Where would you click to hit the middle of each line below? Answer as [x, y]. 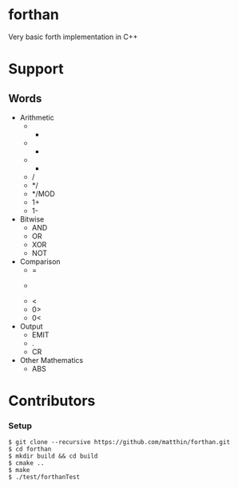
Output [31, 326]
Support [36, 69]
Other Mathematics [52, 360]
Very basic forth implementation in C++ [73, 37]
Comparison [40, 262]
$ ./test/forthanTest [44, 477]
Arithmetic [37, 117]
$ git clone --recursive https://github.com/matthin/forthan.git [119, 443]
